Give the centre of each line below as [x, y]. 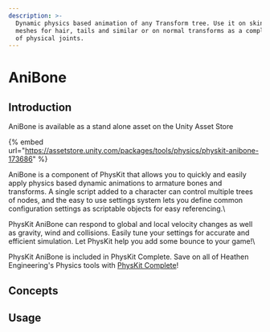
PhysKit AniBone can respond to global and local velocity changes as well [131, 225]
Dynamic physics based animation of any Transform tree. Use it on [131, 23]
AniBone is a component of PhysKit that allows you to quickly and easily [127, 175]
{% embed [26, 142]
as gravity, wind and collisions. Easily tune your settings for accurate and [129, 233]
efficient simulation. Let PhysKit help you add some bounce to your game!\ [132, 241]
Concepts [33, 291]
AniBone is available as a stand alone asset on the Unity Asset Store [121, 127]
